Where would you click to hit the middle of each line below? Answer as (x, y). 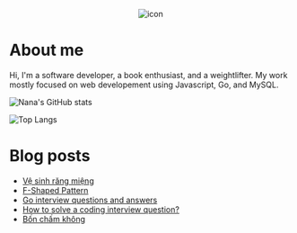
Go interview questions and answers (90, 200)
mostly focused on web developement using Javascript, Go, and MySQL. (144, 85)
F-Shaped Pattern (55, 190)
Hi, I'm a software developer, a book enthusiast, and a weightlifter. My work (148, 75)
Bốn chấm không (54, 219)
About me (47, 50)
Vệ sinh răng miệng (58, 181)
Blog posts (50, 156)
